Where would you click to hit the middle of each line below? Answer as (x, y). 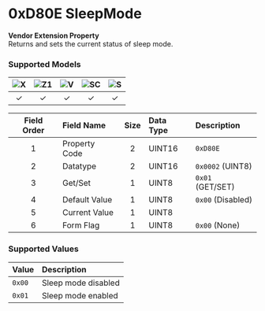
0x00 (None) (218, 225)
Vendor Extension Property (54, 35)
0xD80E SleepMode (75, 14)
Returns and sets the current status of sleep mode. (91, 43)
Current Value (88, 213)
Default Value (87, 200)
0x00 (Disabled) (224, 200)
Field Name (84, 125)
